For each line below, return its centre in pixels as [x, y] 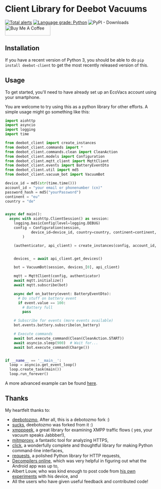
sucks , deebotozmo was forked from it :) [52, 424]
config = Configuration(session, [47, 228]
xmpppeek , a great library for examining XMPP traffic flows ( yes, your [82, 430]
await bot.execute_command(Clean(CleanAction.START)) [69, 338]
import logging [20, 130]
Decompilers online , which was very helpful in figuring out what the [79, 461]
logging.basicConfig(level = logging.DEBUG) [57, 223]
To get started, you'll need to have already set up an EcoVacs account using [81, 92]
